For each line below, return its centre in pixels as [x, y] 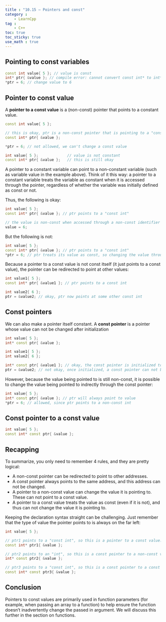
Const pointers [29, 312]
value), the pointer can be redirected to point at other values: [67, 269]
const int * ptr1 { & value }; [34, 545]
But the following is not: [29, 236]
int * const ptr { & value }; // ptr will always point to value [70, 398]
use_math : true [22, 42]
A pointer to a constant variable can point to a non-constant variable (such [81, 169]
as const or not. [21, 190]
